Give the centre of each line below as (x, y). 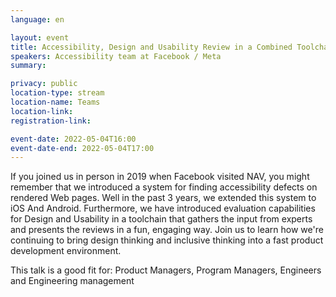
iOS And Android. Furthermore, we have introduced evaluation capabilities (163, 208)
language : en (37, 19)
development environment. (66, 251)
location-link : (42, 111)
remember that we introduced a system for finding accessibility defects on (164, 187)
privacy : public (44, 84)
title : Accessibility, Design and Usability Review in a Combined (151, 47)
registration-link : (51, 121)
